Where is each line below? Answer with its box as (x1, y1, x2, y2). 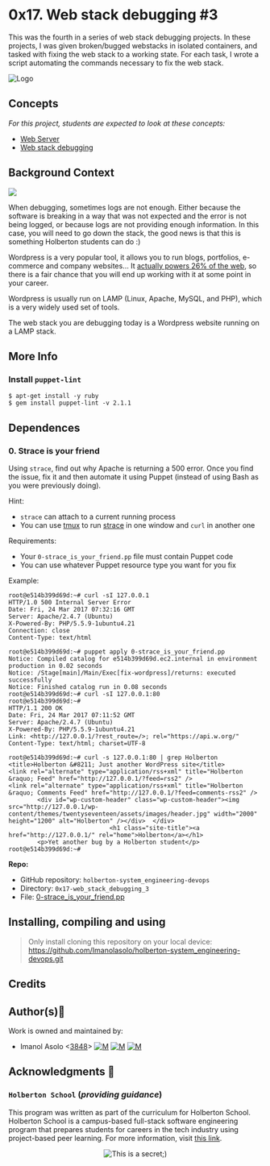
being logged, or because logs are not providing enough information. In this (8, 219, 260, 229)
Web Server (19, 134, 60, 143)
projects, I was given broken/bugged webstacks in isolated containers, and (8, 40, 258, 50)
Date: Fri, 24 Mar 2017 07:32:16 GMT (8, 605, 135, 613)
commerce (8, 260, 44, 271)
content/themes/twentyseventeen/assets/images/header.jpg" (8, 810, 211, 818)
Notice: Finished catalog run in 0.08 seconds (8, 683, 168, 691)
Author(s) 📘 (8, 1005, 66, 1019)
